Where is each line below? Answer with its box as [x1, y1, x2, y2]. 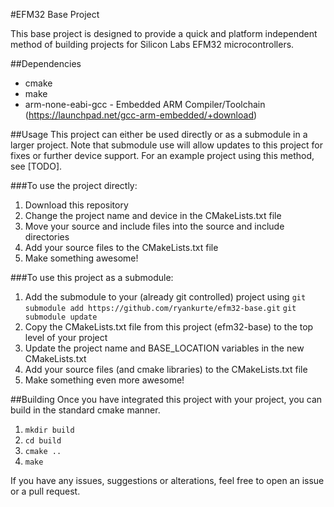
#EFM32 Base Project [10, 9, 100, 20]
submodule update [24, 312, 98, 322]
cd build [24, 436, 62, 446]
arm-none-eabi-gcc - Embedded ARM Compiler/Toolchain [24, 99, 266, 110]
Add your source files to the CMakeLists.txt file [24, 242, 219, 253]
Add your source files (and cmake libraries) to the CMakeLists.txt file [24, 364, 308, 375]
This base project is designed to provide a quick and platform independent [10, 28, 318, 39]
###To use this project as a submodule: [10, 272, 174, 283]
